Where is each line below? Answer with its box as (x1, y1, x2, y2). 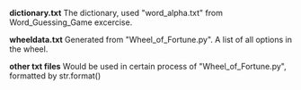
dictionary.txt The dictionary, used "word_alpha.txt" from (9, 8, 223, 18)
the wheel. (9, 44, 49, 54)
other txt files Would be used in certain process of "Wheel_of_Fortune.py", (9, 61, 287, 71)
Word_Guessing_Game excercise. (9, 17, 133, 28)
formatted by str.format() (9, 70, 102, 81)
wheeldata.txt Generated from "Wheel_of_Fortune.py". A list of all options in (9, 35, 292, 45)
